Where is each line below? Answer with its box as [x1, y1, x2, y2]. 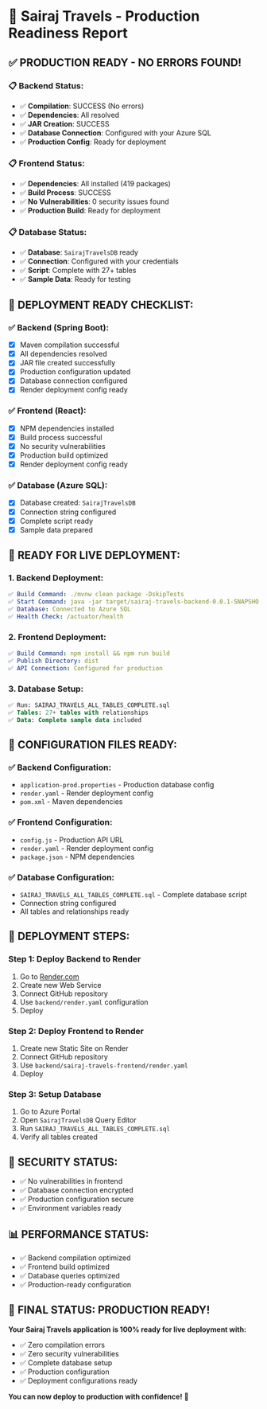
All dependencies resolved [19, 349, 107, 359]
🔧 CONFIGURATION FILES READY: [8, 738, 177, 751]
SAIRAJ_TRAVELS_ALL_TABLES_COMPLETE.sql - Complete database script [19, 890, 248, 899]
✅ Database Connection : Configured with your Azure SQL [19, 127, 212, 138]
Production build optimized [19, 451, 109, 460]
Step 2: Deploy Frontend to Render [8, 1025, 145, 1036]
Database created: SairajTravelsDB [19, 498, 137, 508]
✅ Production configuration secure [19, 1194, 134, 1204]
